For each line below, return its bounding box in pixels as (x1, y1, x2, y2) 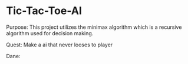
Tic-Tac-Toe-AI (6, 4, 83, 18)
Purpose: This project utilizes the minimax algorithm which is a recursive (6, 23, 182, 31)
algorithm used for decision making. (6, 29, 94, 36)
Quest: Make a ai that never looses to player (6, 41, 113, 48)
